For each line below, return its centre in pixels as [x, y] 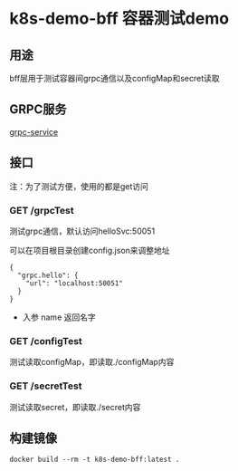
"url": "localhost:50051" [75, 283]
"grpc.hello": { [48, 275]
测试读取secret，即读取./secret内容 [75, 407]
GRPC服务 [38, 110]
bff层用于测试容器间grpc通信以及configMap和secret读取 [114, 78]
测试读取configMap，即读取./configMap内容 [92, 362]
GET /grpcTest [42, 210]
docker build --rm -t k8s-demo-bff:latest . [95, 460]
